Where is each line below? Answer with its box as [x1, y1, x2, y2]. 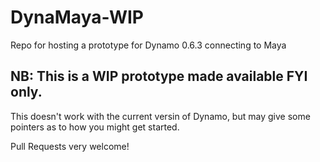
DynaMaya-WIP [10, 6, 144, 29]
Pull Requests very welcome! [10, 140, 130, 152]
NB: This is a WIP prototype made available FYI [10, 68, 308, 85]
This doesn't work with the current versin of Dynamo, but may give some [10, 110, 311, 122]
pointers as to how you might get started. [10, 121, 180, 133]
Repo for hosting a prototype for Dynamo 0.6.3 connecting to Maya [10, 39, 287, 51]
